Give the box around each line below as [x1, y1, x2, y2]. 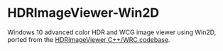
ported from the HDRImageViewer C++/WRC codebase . [7, 35, 170, 43]
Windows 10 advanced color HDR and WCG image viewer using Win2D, [7, 28, 217, 36]
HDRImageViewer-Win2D [7, 5, 160, 21]
